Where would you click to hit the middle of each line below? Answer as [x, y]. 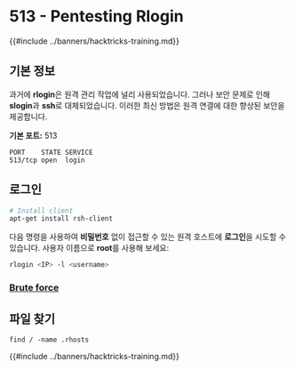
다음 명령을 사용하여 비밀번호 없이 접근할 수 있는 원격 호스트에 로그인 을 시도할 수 [148, 237]
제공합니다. [28, 117]
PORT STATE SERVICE [51, 152]
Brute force [34, 288]
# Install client [41, 211]
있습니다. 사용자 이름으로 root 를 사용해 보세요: [89, 248]
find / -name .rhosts [49, 340]
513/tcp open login [48, 160]
